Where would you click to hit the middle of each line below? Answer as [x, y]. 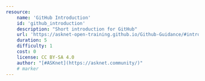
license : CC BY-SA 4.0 [46, 57]
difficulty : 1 [35, 46]
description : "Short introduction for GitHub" [77, 29]
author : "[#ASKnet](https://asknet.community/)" [80, 63]
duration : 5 [32, 40]
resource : [18, 12]
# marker [28, 69]
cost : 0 [26, 52]
